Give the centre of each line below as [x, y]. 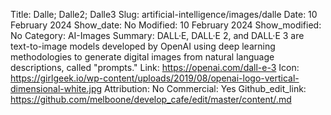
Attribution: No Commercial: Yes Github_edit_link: [205, 88]
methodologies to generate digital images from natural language [142, 57]
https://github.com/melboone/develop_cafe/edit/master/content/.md [151, 99]
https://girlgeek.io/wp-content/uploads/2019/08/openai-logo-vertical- [155, 78]
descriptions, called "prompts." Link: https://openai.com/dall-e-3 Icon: [155, 67]
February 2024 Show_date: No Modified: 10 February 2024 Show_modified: [166, 25]
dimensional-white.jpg [56, 88]
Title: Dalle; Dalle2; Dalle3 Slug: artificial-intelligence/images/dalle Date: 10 [164, 14]
